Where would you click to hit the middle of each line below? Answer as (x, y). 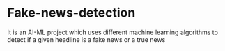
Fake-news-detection (71, 13)
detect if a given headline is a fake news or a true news (86, 39)
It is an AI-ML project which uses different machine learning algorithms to (113, 32)
